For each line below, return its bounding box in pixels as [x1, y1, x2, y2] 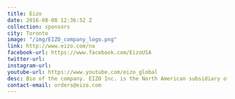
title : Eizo [7, 10, 42, 17]
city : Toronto [7, 29, 49, 37]
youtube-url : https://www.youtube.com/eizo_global [7, 68, 158, 75]
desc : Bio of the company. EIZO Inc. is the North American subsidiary [7, 75, 220, 82]
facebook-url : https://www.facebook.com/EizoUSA [7, 49, 152, 56]
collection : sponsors [7, 23, 71, 30]
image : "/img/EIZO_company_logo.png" [7, 36, 117, 43]
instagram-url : [7, 62, 52, 69]
